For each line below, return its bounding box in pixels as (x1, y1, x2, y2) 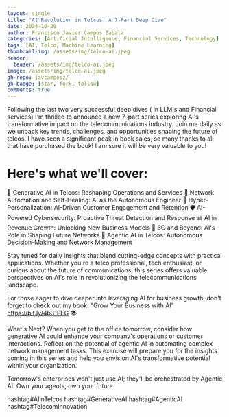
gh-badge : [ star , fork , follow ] (7, 80, 99, 87)
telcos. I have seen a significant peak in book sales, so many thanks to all (7, 134, 214, 143)
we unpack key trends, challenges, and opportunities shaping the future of (7, 128, 218, 136)
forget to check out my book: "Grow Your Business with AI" (7, 301, 175, 309)
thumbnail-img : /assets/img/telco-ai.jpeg (7, 49, 130, 56)
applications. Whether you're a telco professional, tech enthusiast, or (7, 259, 202, 267)
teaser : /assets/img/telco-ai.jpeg (13, 61, 115, 68)
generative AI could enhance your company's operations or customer (7, 332, 204, 340)
